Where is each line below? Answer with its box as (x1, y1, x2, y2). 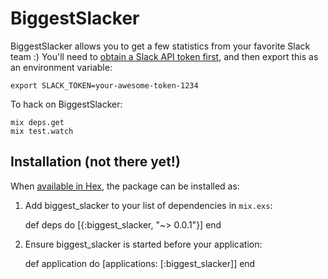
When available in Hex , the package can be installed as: (10, 180, 240, 192)
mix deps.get (10, 117, 65, 127)
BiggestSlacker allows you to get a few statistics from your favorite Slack (10, 40, 311, 52)
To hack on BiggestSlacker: (10, 98, 123, 110)
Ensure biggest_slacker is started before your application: (24, 238, 263, 250)
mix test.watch (10, 126, 74, 136)
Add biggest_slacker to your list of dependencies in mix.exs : (24, 199, 273, 211)
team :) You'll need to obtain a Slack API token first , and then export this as (10, 50, 319, 62)
